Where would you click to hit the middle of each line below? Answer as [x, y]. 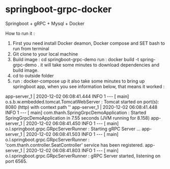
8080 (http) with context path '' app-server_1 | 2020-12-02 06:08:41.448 [81, 107]
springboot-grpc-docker [59, 9]
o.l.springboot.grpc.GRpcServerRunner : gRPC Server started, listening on [83, 156]
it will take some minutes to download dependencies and [100, 65]
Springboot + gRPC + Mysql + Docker [45, 23]
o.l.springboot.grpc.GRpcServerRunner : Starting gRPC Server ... [73, 129]
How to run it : [20, 33]
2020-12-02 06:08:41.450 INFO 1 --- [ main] [73, 123]
